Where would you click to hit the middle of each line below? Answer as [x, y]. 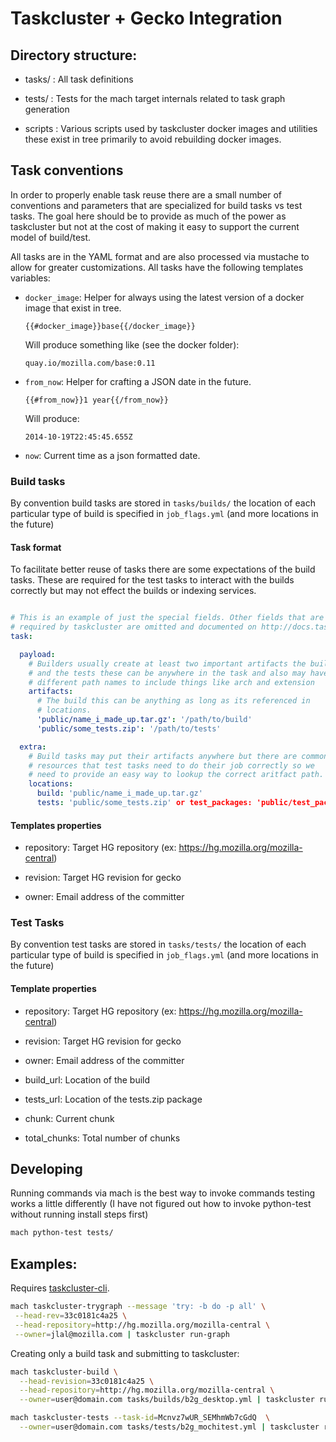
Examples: [44, 1263]
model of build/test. [51, 237]
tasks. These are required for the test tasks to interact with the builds [152, 580]
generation [47, 109]
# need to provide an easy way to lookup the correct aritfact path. [176, 775]
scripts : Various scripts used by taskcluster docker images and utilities [171, 128]
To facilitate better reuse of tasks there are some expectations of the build [163, 569]
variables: [30, 278]
